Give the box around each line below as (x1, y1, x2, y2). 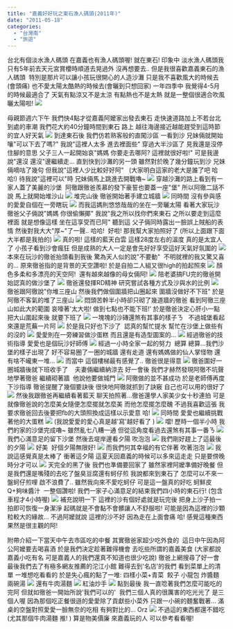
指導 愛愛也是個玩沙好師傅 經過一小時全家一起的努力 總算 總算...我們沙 (12, 339, 224, 347)
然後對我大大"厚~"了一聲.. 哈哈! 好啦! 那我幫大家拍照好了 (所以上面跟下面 (15, 227, 225, 235)
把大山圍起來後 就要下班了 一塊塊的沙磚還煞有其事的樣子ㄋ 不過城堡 (7, 313, 213, 322)
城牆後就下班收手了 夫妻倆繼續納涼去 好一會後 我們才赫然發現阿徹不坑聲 (12, 365, 224, 374)
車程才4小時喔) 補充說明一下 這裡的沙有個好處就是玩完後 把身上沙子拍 (7, 495, 216, 503)
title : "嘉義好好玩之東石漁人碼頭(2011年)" (7, 10, 121, 17)
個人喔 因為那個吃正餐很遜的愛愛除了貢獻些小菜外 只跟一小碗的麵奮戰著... (7, 597, 216, 605)
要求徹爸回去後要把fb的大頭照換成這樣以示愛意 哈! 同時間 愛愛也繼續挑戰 (7, 408, 223, 417)
